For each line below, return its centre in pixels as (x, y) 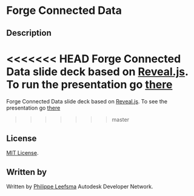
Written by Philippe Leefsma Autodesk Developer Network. (80, 187)
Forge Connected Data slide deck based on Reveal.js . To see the (87, 101)
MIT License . (22, 153)
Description (29, 33)
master (120, 119)
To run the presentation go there (89, 84)
